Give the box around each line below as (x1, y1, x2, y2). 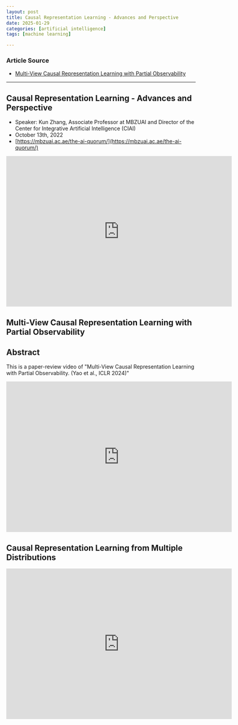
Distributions (6, 552, 56, 562)
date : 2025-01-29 (6, 20, 50, 26)
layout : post (6, 8, 39, 15)
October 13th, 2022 (14, 131, 63, 138)
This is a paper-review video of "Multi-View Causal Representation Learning (6, 363, 195, 370)
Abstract (6, 347, 40, 358)
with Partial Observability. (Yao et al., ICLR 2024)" (6, 370, 129, 377)
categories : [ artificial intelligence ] (6, 25, 106, 32)
